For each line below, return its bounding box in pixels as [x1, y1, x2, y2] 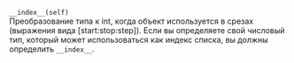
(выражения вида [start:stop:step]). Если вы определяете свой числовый [9, 25, 285, 35]
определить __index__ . [9, 44, 95, 54]
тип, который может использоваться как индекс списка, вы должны [9, 35, 268, 45]
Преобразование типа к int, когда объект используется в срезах [9, 16, 254, 26]
